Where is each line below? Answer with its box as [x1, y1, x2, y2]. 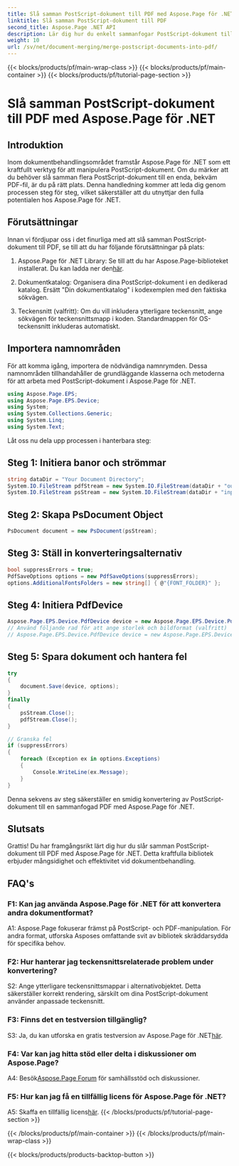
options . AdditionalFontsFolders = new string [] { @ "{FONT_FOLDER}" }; [7, 579, 221, 587]
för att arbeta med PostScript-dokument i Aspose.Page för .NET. [7, 377, 196, 385]
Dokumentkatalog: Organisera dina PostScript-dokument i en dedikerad [17, 278, 228, 286]
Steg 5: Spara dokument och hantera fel [7, 651, 187, 663]
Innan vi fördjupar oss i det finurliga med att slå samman [7, 235, 172, 243]
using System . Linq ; [7, 417, 65, 424]
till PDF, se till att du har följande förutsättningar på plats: [38, 243, 205, 251]
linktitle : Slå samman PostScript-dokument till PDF [7, 17, 167, 24]
